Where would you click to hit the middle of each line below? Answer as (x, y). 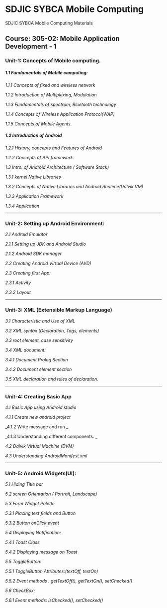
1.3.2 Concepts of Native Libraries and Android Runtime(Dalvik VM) (74, 187)
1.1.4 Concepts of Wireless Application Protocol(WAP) (60, 114)
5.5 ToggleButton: (23, 562)
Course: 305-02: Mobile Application (63, 39)
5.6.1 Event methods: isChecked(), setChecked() (54, 601)
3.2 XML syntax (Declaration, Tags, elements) (52, 330)
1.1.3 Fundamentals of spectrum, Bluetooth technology (61, 105)
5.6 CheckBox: (20, 591)
